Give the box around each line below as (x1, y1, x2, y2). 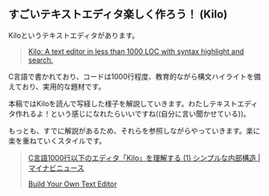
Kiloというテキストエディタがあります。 (8, 31, 139, 40)
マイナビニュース (27, 163, 84, 173)
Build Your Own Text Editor (27, 179, 117, 189)
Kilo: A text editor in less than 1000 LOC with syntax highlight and (27, 47, 245, 56)
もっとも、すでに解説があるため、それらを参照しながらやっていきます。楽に (8, 125, 261, 135)
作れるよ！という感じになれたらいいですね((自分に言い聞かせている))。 (14, 108, 251, 118)
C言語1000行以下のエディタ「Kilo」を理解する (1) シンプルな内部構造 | (27, 153, 261, 162)
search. (27, 55, 54, 64)
